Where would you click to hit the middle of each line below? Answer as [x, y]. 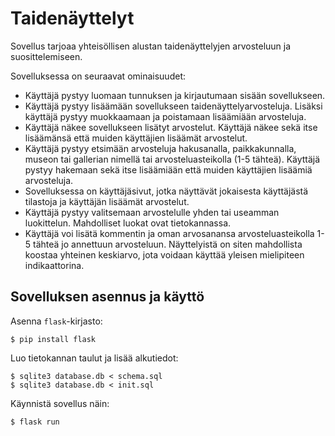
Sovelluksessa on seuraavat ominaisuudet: [98, 76]
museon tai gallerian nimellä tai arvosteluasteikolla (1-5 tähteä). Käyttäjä [172, 159]
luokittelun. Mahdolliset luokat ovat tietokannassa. [128, 223]
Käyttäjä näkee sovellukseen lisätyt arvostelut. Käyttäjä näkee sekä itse [171, 127]
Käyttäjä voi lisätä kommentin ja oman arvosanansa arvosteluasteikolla [169, 233]
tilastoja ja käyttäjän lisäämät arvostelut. [107, 201]
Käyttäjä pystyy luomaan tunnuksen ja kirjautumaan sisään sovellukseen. [175, 95]
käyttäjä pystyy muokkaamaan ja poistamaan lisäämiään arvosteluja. [165, 116]
